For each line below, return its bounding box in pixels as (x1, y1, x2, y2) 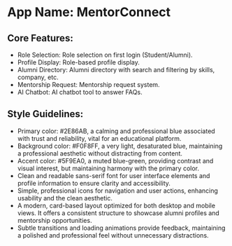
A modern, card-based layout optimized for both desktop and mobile (17, 201, 215, 210)
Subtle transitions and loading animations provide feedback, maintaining (17, 224, 226, 232)
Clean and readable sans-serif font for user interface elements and (17, 171, 210, 179)
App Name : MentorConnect (7, 4, 171, 20)
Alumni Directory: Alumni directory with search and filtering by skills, (17, 66, 215, 74)
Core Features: (7, 32, 73, 44)
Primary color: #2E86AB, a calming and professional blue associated (17, 127, 215, 135)
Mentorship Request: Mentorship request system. (17, 81, 160, 88)
